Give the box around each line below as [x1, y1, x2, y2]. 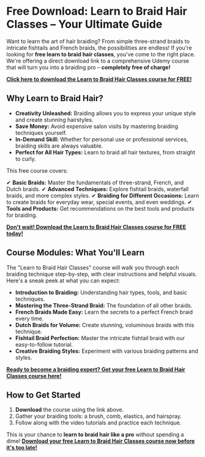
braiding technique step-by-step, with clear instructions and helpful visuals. [6, 270, 197, 278]
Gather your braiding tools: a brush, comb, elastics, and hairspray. [15, 412, 182, 420]
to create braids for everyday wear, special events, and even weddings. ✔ [6, 198, 193, 206]
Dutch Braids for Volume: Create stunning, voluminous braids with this [15, 321, 195, 328]
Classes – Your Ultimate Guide [6, 17, 163, 31]
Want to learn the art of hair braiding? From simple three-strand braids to [6, 37, 190, 45]
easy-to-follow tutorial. [15, 341, 73, 348]
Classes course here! [6, 372, 62, 379]
